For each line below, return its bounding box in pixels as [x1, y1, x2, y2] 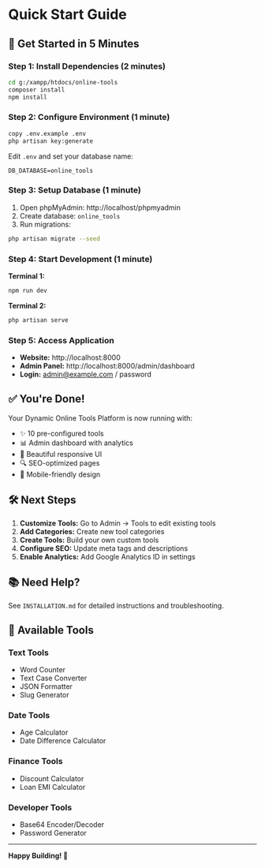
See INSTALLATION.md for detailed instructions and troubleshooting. [8, 600, 225, 610]
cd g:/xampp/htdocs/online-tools [8, 78, 118, 86]
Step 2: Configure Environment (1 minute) [8, 112, 170, 123]
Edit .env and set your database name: [8, 152, 134, 161]
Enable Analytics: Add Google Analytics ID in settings [19, 552, 196, 561]
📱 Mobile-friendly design [19, 470, 101, 479]
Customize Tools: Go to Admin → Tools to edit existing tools [19, 518, 216, 528]
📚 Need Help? [8, 576, 80, 589]
